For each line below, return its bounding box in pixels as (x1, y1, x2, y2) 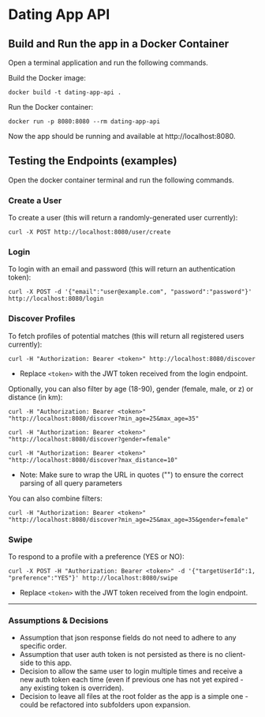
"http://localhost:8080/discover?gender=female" (8, 435, 171, 443)
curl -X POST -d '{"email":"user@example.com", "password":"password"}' (8, 288, 252, 296)
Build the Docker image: (8, 73, 87, 82)
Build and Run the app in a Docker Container (8, 37, 230, 51)
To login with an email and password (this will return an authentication (8, 265, 236, 274)
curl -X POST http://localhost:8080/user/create (8, 228, 171, 236)
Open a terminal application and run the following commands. (8, 58, 209, 67)
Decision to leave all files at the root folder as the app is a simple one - (19, 692, 248, 701)
